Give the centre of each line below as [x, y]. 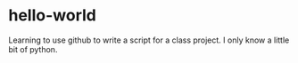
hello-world [53, 16]
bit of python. [33, 49]
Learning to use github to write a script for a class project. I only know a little [149, 40]
